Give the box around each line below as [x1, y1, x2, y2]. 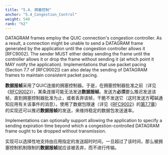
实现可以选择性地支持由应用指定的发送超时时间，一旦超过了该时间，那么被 [5, 138, 158, 144]
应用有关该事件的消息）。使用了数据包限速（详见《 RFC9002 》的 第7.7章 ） [9, 101, 160, 107]
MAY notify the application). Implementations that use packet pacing [5, 61, 146, 67]
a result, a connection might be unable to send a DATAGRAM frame [5, 40, 143, 46]
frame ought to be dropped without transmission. [5, 128, 106, 134]
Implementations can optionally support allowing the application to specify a [5, 117, 162, 123]
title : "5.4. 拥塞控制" [5, 7, 51, 12]
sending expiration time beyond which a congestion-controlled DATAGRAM [5, 123, 160, 129]
